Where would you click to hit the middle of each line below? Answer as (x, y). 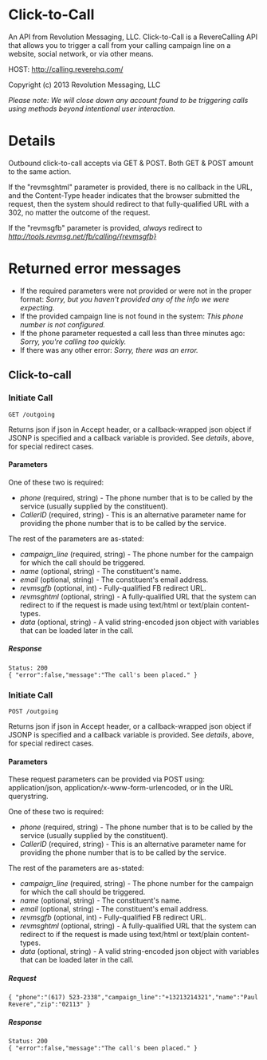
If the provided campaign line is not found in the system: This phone (132, 316)
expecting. (37, 307)
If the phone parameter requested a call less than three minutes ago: (132, 333)
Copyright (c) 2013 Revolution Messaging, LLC (84, 85)
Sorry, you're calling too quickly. (73, 342)
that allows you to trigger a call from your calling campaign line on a (120, 45)
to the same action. (40, 171)
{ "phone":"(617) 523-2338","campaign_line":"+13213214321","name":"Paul (133, 998)
